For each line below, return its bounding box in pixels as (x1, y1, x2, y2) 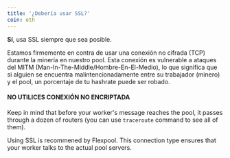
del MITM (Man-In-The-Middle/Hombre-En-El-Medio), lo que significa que (7, 63, 218, 71)
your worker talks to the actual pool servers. (7, 143, 133, 151)
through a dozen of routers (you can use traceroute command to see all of (7, 116, 218, 124)
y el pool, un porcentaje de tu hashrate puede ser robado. (7, 77, 170, 85)
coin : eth (7, 16, 36, 23)
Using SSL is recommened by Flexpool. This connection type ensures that (7, 136, 216, 144)
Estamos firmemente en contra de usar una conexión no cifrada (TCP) (7, 49, 206, 57)
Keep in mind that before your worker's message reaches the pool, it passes (7, 108, 223, 116)
